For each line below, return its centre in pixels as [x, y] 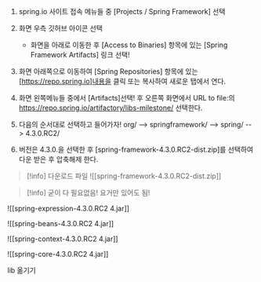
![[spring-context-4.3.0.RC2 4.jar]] [63, 239]
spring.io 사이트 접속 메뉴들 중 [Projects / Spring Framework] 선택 [122, 11]
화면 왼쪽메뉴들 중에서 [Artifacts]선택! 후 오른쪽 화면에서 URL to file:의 [127, 98]
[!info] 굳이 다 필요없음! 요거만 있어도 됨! [88, 192]
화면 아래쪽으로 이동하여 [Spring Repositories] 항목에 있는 [108, 71]
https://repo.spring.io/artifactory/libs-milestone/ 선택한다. [111, 108]
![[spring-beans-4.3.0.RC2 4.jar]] [61, 223]
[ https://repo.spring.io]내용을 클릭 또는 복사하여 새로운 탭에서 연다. [122, 81]
